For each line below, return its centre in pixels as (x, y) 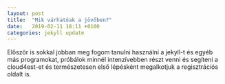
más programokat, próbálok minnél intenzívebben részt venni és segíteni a (113, 60)
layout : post (26, 13)
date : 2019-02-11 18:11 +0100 (53, 26)
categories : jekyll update (46, 33)
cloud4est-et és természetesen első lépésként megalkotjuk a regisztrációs (113, 67)
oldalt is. (19, 74)
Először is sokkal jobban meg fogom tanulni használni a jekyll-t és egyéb (110, 52)
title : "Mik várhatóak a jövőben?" (60, 20)
